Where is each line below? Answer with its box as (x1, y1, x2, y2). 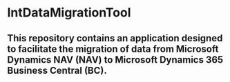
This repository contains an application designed (7, 32, 223, 44)
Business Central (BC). (7, 64, 107, 76)
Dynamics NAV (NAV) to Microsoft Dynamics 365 (7, 54, 224, 65)
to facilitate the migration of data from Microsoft (7, 43, 219, 54)
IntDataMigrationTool (7, 5, 131, 21)
